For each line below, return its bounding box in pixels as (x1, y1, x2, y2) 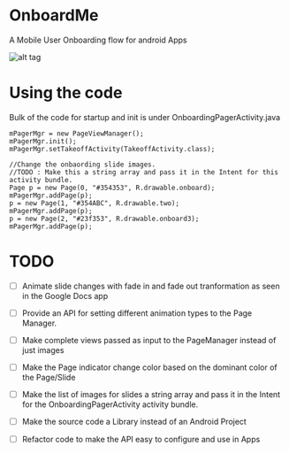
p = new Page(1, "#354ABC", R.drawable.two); (9, 198, 179, 208)
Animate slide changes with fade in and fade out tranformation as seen (21, 280, 280, 291)
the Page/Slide (21, 372, 76, 383)
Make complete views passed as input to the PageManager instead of (21, 334, 277, 345)
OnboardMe (9, 5, 99, 26)
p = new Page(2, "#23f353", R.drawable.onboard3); (9, 214, 200, 223)
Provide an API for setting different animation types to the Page (21, 307, 253, 319)
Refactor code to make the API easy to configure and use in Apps (21, 434, 261, 445)
